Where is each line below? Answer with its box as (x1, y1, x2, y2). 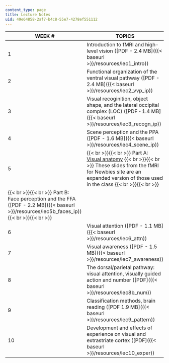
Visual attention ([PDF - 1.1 (87, 223, 152, 230)
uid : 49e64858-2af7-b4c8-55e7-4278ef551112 (5, 17, 98, 22)
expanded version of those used (87, 175, 163, 182)
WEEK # (35, 33, 55, 40)
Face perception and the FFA (8, 195, 76, 202)
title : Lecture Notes (5, 12, 51, 17)
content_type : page (5, 7, 46, 13)
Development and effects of (87, 324, 152, 331)
